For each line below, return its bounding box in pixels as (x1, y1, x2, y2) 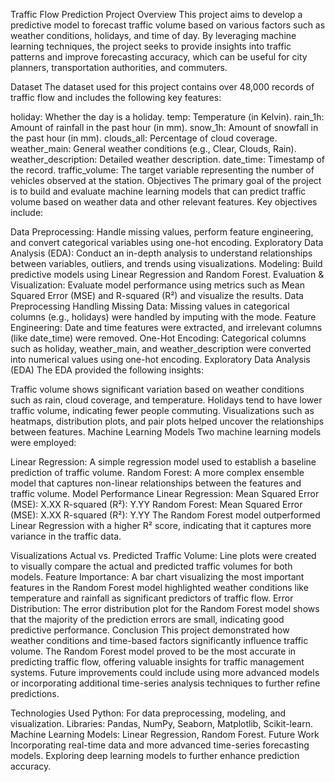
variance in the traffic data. (10, 530, 122, 542)
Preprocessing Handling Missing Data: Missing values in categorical (10, 300, 290, 312)
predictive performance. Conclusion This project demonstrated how (10, 624, 290, 636)
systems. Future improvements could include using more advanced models (10, 667, 320, 678)
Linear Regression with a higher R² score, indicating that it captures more (10, 520, 312, 531)
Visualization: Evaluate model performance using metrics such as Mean (10, 279, 305, 291)
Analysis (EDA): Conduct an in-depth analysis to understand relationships (10, 247, 313, 259)
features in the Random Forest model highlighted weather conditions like (10, 582, 309, 593)
